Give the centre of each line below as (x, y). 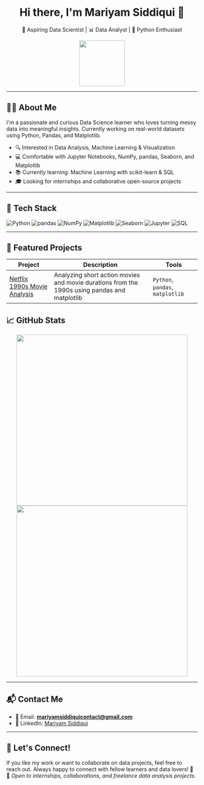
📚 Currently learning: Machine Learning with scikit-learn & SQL (94, 172)
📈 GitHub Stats (36, 320)
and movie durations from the (96, 283)
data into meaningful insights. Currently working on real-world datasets (96, 129)
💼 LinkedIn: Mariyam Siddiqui (51, 723)
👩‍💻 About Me (32, 108)
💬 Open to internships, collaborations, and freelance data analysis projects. (101, 775)
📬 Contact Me (35, 699)
